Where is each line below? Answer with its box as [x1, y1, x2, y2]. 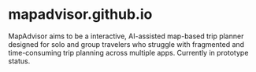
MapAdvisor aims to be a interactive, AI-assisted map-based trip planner [8, 31, 244, 41]
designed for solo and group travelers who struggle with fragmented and [8, 39, 245, 49]
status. [8, 56, 31, 66]
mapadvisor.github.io [8, 5, 153, 23]
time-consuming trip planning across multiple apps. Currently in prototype [8, 48, 249, 57]
